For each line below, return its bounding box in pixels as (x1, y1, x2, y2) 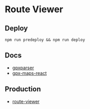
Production (5, 85, 41, 94)
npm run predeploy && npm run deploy (5, 37, 85, 42)
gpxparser (12, 65, 34, 71)
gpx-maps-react (12, 70, 47, 76)
